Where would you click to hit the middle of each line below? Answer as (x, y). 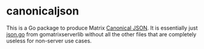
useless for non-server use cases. (49, 41)
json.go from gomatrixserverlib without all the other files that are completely (101, 34)
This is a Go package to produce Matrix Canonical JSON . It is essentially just (102, 28)
